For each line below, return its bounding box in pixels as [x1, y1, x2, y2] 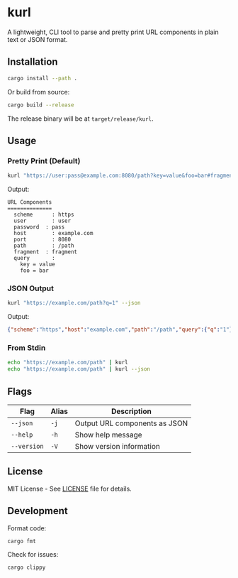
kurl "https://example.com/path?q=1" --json [7, 300, 141, 307]
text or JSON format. [7, 35, 68, 43]
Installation [7, 56, 58, 68]
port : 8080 [13, 236, 72, 244]
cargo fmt [7, 538, 37, 545]
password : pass [13, 224, 65, 231]
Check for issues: [7, 550, 59, 559]
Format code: [7, 523, 47, 533]
